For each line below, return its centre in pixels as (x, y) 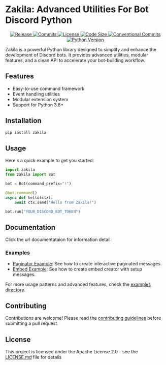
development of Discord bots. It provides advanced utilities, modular (77, 55)
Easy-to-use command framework (48, 88)
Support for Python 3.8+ (38, 105)
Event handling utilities (36, 94)
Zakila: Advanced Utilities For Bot (77, 9)
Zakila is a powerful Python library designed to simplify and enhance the (81, 49)
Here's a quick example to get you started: (50, 161)
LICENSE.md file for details (34, 357)
